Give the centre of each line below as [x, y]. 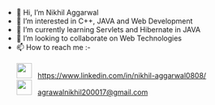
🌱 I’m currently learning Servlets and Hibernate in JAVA [108, 29]
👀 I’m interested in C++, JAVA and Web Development [104, 21]
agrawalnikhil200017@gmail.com [93, 92]
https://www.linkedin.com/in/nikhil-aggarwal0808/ [122, 76]
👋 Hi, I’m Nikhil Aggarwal [57, 13]
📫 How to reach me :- [53, 47]
